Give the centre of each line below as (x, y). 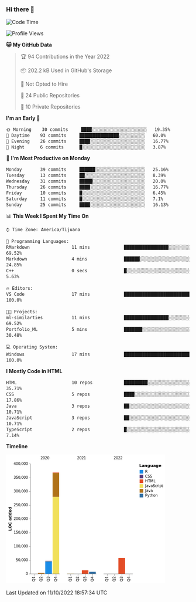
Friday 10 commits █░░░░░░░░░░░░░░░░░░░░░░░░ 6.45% (86, 193)
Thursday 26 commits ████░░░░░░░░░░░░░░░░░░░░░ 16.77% (87, 187)
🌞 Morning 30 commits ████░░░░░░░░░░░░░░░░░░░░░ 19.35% (88, 130)
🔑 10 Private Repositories (50, 107)
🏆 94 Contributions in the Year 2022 (65, 57)
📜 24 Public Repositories (50, 96)
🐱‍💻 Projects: (22, 312)
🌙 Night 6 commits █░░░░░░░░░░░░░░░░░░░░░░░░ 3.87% (86, 147)
